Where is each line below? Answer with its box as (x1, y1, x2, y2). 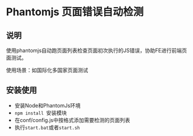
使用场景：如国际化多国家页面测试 (6, 67, 88, 74)
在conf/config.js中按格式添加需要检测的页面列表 (14, 116, 130, 123)
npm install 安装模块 (14, 109, 67, 116)
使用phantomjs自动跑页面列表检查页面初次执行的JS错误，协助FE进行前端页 (6, 47, 187, 54)
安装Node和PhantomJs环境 (14, 102, 81, 109)
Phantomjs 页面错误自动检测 (6, 5, 144, 19)
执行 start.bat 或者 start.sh (14, 124, 80, 131)
